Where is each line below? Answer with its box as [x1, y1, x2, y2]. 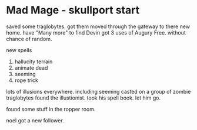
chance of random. [6, 35, 52, 42]
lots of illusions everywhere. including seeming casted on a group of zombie [6, 88, 191, 95]
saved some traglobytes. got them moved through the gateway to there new [6, 23, 190, 30]
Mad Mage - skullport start [6, 4, 140, 17]
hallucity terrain [14, 58, 53, 65]
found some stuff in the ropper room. [6, 105, 96, 112]
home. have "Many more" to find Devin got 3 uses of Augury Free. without [6, 29, 186, 36]
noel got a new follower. [6, 117, 64, 124]
